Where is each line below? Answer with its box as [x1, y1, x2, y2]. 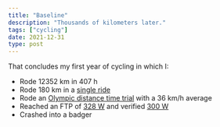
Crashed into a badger [19, 110, 92, 119]
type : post [8, 41, 44, 48]
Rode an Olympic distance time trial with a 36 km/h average [19, 93, 213, 103]
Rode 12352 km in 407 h [19, 77, 98, 86]
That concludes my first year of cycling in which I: [8, 62, 169, 71]
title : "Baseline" [8, 11, 68, 19]
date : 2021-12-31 [8, 33, 65, 41]
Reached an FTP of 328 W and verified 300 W [19, 102, 169, 111]
